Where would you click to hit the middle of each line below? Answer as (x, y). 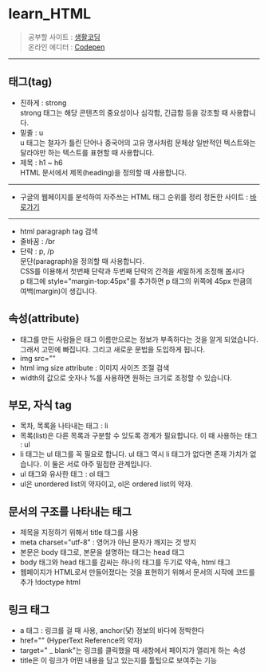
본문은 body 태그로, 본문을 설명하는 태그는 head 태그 (102, 552)
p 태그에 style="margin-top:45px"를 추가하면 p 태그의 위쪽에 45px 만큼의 (136, 281)
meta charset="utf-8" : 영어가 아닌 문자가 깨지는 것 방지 (108, 542)
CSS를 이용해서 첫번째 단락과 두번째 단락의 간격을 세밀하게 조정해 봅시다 (132, 271)
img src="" (37, 358)
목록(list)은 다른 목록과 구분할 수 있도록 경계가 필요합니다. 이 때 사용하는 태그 (138, 436)
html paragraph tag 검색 (59, 231)
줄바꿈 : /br (37, 241)
